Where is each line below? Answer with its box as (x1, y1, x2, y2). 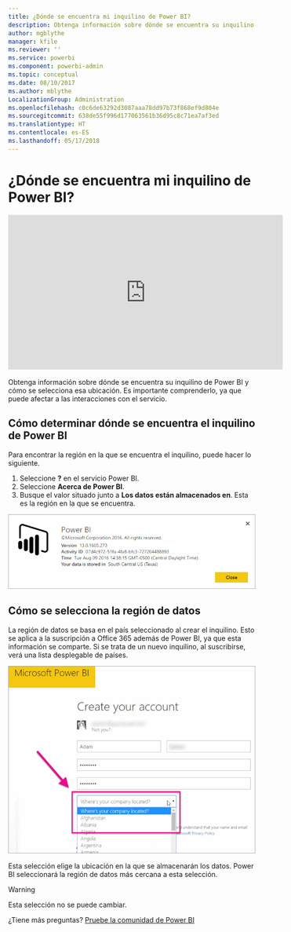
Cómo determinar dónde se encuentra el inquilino (8, 417, 256, 430)
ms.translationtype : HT (8, 120, 86, 129)
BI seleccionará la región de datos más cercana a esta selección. (8, 870, 218, 879)
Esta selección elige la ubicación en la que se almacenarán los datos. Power (8, 861, 254, 871)
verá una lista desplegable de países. (8, 650, 129, 660)
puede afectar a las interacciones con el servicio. (8, 393, 167, 404)
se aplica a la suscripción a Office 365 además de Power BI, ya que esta (8, 633, 242, 643)
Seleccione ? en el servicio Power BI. (19, 473, 140, 483)
